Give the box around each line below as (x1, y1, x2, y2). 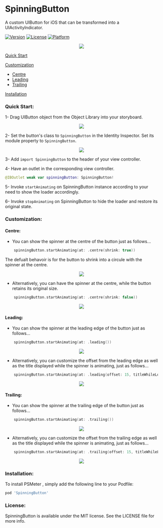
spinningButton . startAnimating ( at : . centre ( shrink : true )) (14, 248, 136, 253)
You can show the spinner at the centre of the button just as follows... (12, 239, 151, 245)
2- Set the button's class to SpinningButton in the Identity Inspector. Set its (5, 132, 154, 139)
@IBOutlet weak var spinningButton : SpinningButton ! (5, 175, 114, 180)
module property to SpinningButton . (5, 138, 77, 144)
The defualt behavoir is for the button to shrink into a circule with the (5, 257, 142, 263)
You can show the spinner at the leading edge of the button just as (12, 325, 146, 331)
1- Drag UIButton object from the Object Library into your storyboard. (5, 114, 143, 120)
